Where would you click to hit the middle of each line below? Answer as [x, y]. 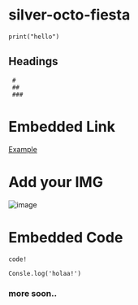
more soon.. [33, 294]
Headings [33, 61]
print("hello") [34, 37]
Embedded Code [66, 237]
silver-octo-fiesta [69, 15]
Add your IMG [56, 182]
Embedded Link [62, 126]
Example [23, 149]
